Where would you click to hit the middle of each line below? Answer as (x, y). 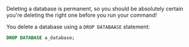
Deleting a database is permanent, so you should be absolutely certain (95, 9)
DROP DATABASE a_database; (41, 38)
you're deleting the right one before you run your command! (82, 15)
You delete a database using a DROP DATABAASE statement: (78, 27)
